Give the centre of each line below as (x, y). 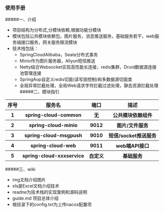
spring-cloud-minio (53, 126)
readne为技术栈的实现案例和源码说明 (50, 192)
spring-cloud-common (53, 115)
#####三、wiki (20, 170)
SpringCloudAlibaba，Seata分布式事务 (59, 55)
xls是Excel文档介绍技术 (36, 186)
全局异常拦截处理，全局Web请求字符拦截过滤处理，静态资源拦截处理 (89, 85)
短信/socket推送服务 (132, 136)
